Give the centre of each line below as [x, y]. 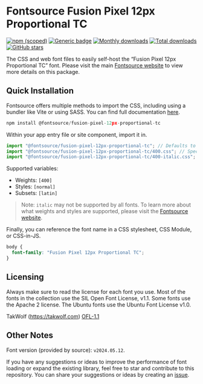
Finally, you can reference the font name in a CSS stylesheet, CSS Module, [99, 230]
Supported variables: [32, 168]
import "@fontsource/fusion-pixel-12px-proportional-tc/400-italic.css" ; [101, 157]
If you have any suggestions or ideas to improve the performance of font [97, 362]
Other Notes [30, 335]
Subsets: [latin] [36, 193]
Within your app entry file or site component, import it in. [77, 134]
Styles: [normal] [35, 187]
